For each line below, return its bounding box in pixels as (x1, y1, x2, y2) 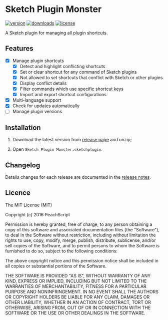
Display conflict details (19, 80, 67, 86)
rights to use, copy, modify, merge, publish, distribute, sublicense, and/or (5, 237, 156, 243)
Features (5, 44, 33, 53)
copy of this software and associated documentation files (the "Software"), (5, 226, 160, 232)
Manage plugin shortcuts (12, 58, 64, 64)
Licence (5, 189, 31, 197)
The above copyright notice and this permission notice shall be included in (5, 257, 158, 263)
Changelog (5, 161, 40, 169)
